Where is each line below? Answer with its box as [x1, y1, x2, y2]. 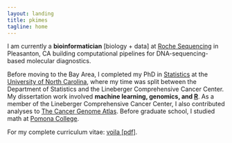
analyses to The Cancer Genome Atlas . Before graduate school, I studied [7, 107, 215, 115]
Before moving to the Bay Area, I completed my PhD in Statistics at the [7, 70, 208, 78]
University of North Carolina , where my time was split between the [7, 78, 197, 86]
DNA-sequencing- [156, 49, 209, 58]
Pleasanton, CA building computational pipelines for [7, 49, 155, 58]
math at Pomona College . [7, 115, 80, 123]
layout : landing [7, 10, 54, 17]
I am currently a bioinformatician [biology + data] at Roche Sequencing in [7, 42, 219, 51]
